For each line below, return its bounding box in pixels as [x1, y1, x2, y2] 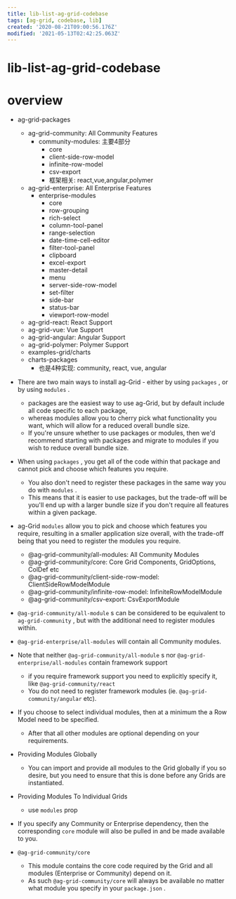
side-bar [48, 296, 74, 304]
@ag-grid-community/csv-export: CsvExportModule [27, 595, 180, 604]
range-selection [48, 229, 96, 237]
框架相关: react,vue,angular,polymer [48, 176, 153, 185]
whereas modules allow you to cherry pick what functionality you [27, 414, 217, 422]
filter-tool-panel [48, 244, 95, 252]
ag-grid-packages [17, 115, 71, 124]
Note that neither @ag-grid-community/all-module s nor [17, 651, 176, 660]
